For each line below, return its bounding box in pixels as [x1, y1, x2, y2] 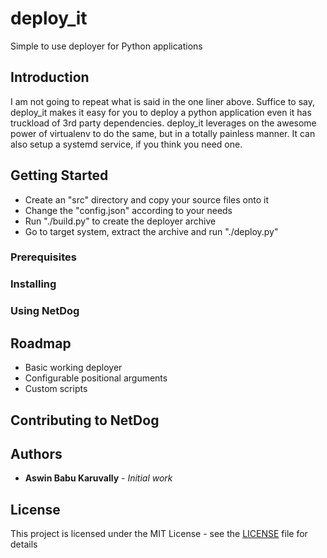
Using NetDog [10, 304, 80, 318]
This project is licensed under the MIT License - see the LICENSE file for [10, 528, 308, 540]
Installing [10, 277, 57, 291]
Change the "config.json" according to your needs [24, 204, 233, 216]
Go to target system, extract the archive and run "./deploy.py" [24, 225, 279, 237]
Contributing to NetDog [10, 412, 160, 429]
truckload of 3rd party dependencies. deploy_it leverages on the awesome [10, 117, 317, 129]
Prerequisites [10, 250, 77, 264]
